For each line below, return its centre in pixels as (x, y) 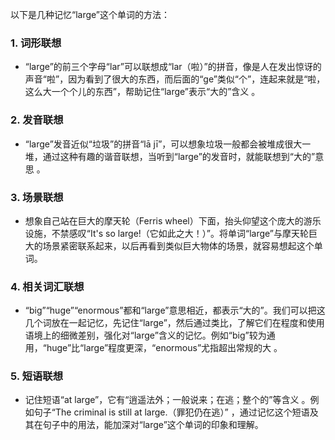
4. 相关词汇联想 (47, 286)
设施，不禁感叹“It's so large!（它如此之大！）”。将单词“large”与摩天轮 (167, 233)
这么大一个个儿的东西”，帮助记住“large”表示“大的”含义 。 (142, 92)
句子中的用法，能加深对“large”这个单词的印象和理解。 (153, 425)
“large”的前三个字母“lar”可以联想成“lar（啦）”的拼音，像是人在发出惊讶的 (173, 67)
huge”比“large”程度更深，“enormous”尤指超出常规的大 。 (164, 348)
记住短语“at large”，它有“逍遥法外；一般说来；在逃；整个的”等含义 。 (167, 400)
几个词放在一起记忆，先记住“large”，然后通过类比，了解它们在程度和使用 (174, 323)
